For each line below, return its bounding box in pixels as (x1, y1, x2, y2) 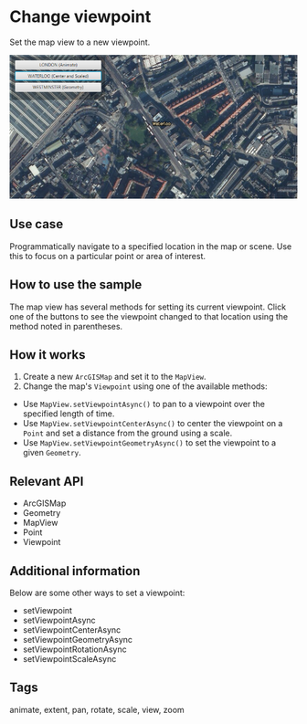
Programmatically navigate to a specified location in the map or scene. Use (9, 240, 292, 252)
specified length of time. (22, 408, 115, 419)
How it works (9, 347, 86, 362)
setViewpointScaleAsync (22, 654, 117, 664)
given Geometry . (22, 447, 82, 458)
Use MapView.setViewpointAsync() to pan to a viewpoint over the (22, 399, 265, 410)
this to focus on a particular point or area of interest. (9, 250, 206, 261)
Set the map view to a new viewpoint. (9, 37, 151, 47)
